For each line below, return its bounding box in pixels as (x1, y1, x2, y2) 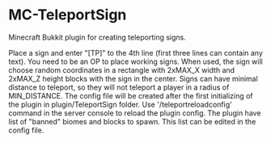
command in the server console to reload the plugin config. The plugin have (8, 107, 261, 118)
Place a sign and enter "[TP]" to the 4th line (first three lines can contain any (8, 48, 263, 57)
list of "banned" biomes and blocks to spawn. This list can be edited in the (8, 116, 256, 126)
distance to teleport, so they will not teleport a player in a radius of (8, 82, 230, 92)
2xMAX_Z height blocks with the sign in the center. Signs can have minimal (8, 74, 259, 83)
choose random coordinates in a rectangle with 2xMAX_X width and (8, 65, 235, 74)
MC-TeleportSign (8, 6, 127, 24)
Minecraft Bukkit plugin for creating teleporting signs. (8, 32, 186, 42)
